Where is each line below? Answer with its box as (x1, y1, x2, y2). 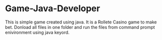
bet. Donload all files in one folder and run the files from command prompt (5, 24, 155, 30)
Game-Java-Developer (5, 3, 101, 14)
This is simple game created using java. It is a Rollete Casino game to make (5, 19, 157, 25)
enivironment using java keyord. (5, 29, 70, 35)
